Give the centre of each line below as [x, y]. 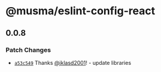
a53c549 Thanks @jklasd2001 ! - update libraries [73, 62]
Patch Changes [28, 50]
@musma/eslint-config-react [80, 11]
